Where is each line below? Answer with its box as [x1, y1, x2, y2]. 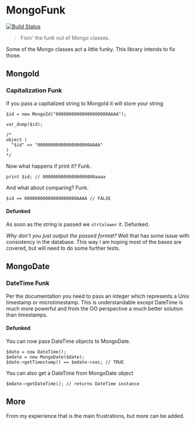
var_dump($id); [6, 121, 43, 127]
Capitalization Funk [6, 86, 62, 94]
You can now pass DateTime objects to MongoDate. [6, 338, 131, 345]
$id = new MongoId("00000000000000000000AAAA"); [6, 111, 127, 117]
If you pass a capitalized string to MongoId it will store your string [6, 100, 163, 107]
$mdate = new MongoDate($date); [6, 354, 85, 360]
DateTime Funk [6, 279, 50, 287]
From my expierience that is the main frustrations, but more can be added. [6, 412, 185, 419]
